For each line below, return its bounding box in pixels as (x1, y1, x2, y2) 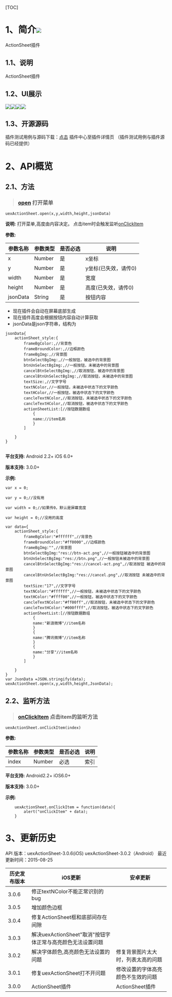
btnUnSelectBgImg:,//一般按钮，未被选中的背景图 (24, 363, 119, 368)
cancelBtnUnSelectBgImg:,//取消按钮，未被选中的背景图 (24, 374, 133, 379)
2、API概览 (5, 161, 53, 172)
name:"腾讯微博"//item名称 (32, 635, 86, 640)
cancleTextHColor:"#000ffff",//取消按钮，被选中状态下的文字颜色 (24, 606, 154, 611)
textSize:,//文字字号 (24, 379, 67, 385)
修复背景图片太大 (116, 948, 157, 955)
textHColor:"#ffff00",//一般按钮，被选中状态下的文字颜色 (24, 594, 138, 600)
